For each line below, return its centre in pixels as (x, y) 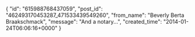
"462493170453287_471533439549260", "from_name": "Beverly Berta (95, 15)
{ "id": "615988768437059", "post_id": (54, 9)
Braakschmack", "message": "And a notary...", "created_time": (84, 22)
